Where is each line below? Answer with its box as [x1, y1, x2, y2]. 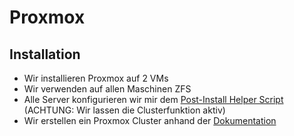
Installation [9, 46, 81, 63]
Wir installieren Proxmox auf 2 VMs [23, 72, 169, 84]
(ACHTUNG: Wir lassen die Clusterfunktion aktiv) [23, 104, 226, 116]
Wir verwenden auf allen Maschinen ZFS [23, 83, 192, 95]
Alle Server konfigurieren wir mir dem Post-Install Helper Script [23, 94, 284, 105]
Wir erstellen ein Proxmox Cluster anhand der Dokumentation [23, 115, 277, 126]
